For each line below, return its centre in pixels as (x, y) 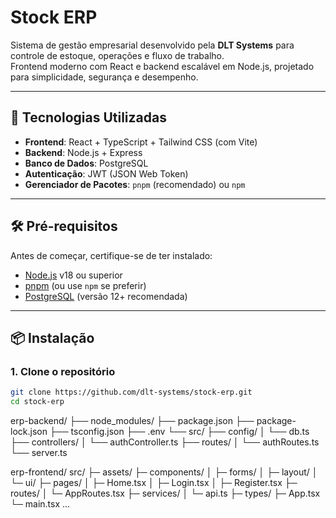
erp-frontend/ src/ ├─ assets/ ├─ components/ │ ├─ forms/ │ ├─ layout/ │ (164, 472)
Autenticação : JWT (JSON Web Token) (106, 173)
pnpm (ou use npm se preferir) (85, 285)
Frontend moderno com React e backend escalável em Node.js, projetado (162, 66)
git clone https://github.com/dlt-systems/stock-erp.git (131, 392)
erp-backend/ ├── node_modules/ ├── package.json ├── (132, 420)
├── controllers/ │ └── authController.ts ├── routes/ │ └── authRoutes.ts (165, 442)
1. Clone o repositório (63, 371)
